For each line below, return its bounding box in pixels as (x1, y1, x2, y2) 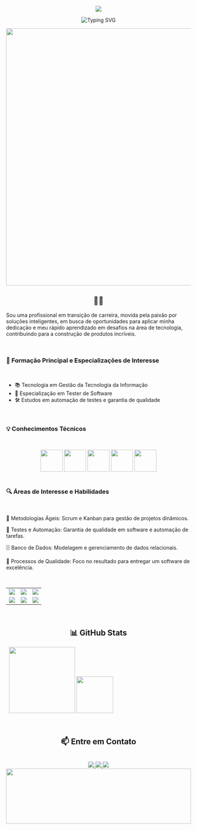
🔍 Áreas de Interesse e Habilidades (6, 488, 110, 496)
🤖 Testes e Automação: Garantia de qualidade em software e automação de (6, 526, 189, 533)
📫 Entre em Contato (60, 737, 137, 747)
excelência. (6, 564, 34, 571)
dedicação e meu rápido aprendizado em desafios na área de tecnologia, (6, 324, 183, 331)
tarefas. (6, 532, 25, 539)
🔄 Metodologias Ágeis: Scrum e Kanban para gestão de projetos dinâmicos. (6, 514, 189, 521)
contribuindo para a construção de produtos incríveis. (6, 330, 137, 337)
